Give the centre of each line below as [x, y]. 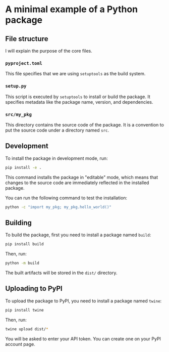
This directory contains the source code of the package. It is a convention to [84, 124]
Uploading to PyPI [34, 289]
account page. [20, 344]
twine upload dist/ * [27, 329]
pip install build [24, 244]
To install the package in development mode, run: [57, 158]
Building [18, 223]
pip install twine [24, 310]
